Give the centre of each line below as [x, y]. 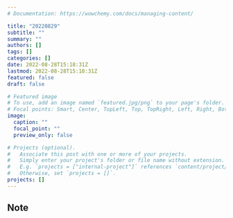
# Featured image [32, 97]
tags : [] [20, 52]
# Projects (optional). [42, 147]
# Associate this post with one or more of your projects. [97, 154]
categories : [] [29, 58]
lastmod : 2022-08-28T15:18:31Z [52, 71]
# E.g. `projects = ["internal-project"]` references [89, 167]
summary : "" [24, 39]
